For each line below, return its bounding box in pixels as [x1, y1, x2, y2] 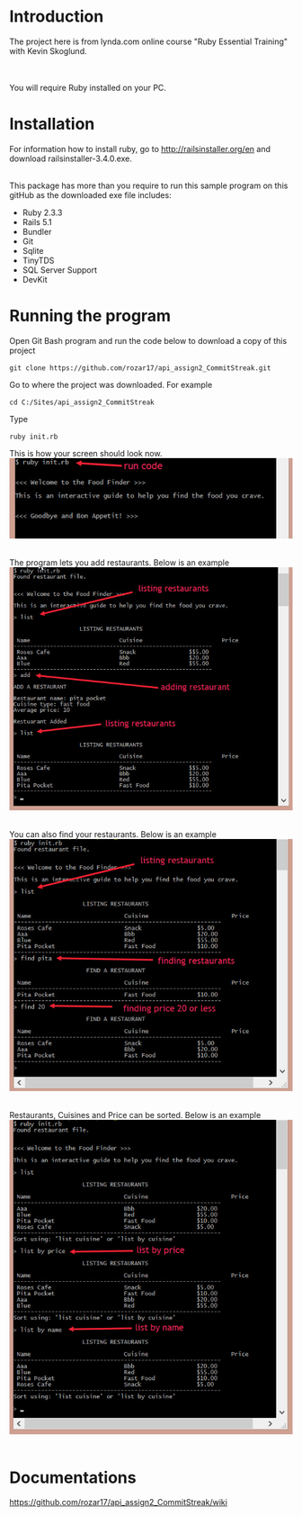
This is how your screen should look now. [9, 447, 163, 458]
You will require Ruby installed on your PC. [9, 82, 166, 93]
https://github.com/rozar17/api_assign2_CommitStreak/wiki [9, 1497, 227, 1508]
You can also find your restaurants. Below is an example [9, 829, 218, 840]
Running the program [9, 306, 172, 326]
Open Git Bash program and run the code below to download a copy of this [9, 335, 288, 346]
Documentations [9, 1467, 137, 1487]
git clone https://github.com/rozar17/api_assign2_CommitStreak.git [9, 363, 271, 373]
